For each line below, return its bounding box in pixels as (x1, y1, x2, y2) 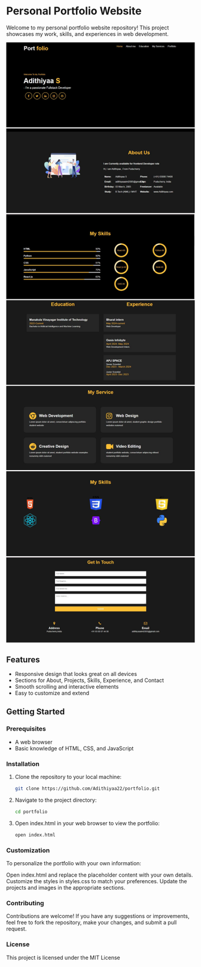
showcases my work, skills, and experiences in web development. (6, 30, 169, 37)
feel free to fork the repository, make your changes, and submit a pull (6, 919, 177, 926)
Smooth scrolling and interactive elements (14, 683, 119, 690)
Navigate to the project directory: (14, 796, 97, 804)
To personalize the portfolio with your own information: (6, 859, 142, 866)
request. (6, 925, 27, 932)
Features (6, 654, 40, 665)
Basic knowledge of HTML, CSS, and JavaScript (14, 744, 134, 752)
